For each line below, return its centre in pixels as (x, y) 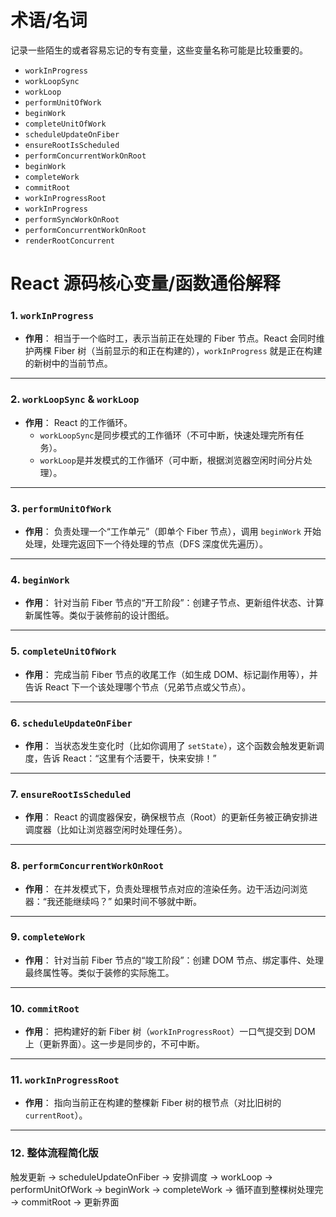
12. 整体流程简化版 (54, 1153)
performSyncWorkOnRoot (72, 219)
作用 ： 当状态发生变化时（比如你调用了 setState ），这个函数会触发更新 (170, 745)
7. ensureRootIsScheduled (71, 794)
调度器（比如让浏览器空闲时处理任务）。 (106, 830)
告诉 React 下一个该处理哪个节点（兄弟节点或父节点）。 (138, 687)
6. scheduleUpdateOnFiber (71, 723)
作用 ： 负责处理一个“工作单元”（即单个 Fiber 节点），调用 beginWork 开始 (173, 532)
